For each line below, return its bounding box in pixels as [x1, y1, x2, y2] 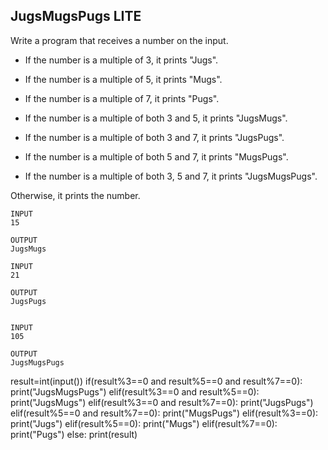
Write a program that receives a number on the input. [10, 34, 229, 46]
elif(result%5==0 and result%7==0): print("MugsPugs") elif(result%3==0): [10, 407, 319, 419]
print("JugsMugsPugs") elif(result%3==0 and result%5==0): [10, 385, 260, 398]
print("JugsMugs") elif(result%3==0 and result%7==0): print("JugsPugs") [10, 396, 314, 408]
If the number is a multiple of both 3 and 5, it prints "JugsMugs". [24, 112, 288, 124]
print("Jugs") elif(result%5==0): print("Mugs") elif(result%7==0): [10, 417, 278, 429]
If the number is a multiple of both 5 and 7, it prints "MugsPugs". [24, 150, 289, 163]
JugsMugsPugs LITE [10, 8, 142, 25]
